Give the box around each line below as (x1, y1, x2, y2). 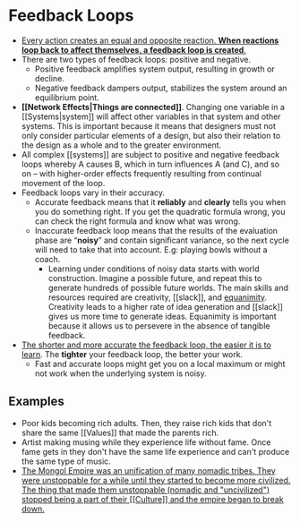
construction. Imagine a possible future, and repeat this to (47, 272, 262, 283)
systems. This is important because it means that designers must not (21, 120, 277, 131)
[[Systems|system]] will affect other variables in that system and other (21, 111, 281, 122)
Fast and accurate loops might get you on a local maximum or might (34, 358, 286, 369)
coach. (34, 253, 61, 264)
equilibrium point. (34, 91, 99, 103)
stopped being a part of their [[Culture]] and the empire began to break (21, 493, 284, 504)
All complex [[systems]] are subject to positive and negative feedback (21, 149, 280, 159)
